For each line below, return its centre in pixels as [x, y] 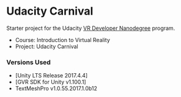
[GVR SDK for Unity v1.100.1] [51, 82]
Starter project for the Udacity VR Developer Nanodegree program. [91, 28]
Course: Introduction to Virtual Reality [62, 40]
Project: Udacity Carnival [46, 46]
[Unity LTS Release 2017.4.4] [51, 76]
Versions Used [28, 62]
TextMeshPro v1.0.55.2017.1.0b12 [56, 88]
